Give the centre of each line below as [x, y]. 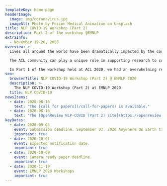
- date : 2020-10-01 [30, 139]
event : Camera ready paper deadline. [53, 157]
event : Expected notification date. [52, 143]
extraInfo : [16, 38]
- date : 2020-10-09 [30, 153]
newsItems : [16, 97]
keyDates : [15, 120]
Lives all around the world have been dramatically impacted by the [82, 51]
